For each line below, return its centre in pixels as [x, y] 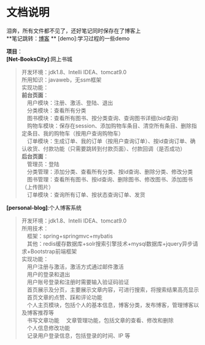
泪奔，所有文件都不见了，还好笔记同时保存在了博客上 [74, 31]
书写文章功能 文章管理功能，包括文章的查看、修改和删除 [100, 320]
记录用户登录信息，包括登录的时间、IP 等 [79, 335]
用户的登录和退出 [48, 274]
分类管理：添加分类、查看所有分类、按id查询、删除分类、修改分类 [110, 172]
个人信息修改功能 [48, 328]
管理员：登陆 [43, 164]
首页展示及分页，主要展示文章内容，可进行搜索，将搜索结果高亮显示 [113, 289]
